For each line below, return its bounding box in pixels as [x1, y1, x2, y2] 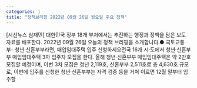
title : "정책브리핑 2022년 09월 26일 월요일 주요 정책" [6, 14, 128, 20]
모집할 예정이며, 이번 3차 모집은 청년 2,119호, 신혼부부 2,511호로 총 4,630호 [6, 60, 178, 68]
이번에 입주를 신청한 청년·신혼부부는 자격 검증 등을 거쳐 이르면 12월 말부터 [14, 68, 182, 75]
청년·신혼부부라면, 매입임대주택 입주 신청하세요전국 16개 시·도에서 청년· [14, 45, 177, 53]
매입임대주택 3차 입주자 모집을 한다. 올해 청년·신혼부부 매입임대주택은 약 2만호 [12, 53, 191, 60]
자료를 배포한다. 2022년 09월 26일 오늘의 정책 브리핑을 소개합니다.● [6, 38, 165, 45]
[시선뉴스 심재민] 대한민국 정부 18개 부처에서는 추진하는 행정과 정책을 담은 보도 [6, 31, 186, 38]
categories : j [6, 8, 41, 15]
